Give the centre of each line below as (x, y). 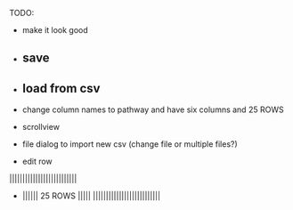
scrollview (41, 127)
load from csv (61, 88)
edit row (37, 162)
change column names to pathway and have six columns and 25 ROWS (153, 109)
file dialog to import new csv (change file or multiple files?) (130, 144)
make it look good (55, 30)
